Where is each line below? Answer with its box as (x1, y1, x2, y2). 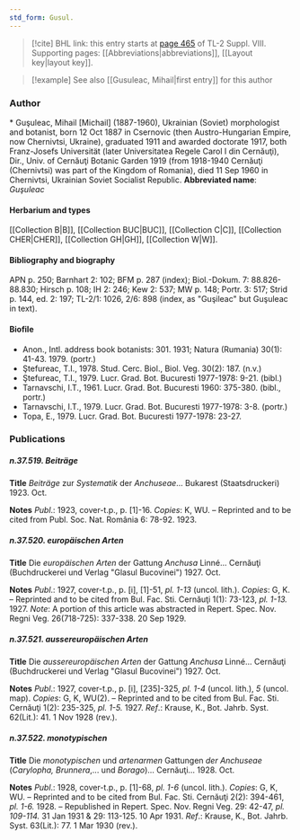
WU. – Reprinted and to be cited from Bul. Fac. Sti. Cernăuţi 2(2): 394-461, (9, 791, 285, 802)
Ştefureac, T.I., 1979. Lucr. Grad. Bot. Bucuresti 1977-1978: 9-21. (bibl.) (22, 372, 283, 383)
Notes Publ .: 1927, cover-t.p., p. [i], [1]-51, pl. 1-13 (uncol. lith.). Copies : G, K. (9, 585, 290, 596)
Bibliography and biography (9, 254, 115, 265)
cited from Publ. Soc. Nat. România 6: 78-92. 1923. (9, 514, 198, 526)
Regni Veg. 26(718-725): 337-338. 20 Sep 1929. (9, 613, 187, 624)
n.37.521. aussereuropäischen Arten (9, 633, 149, 644)
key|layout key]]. (31, 57, 93, 67)
